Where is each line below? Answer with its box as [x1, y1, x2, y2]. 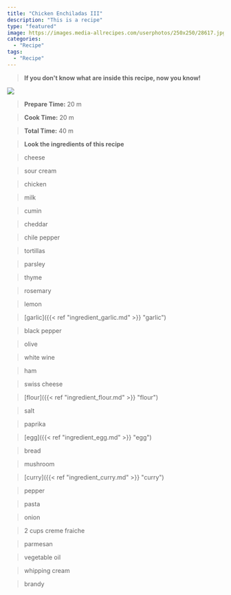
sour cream [23, 166, 57, 175]
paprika [23, 420, 46, 428]
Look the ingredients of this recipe [23, 140, 124, 148]
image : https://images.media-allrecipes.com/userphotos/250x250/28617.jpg [7, 29, 226, 36]
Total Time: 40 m [23, 127, 74, 135]
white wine [23, 353, 55, 361]
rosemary [23, 286, 52, 294]
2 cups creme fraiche [23, 526, 85, 534]
